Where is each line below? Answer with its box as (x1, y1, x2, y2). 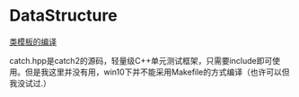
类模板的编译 (9, 36, 57, 47)
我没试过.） (9, 77, 52, 88)
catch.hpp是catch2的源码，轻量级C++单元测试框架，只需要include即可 (9, 55, 273, 66)
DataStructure (9, 5, 119, 26)
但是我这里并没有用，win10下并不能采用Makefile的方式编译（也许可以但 (24, 66, 290, 77)
